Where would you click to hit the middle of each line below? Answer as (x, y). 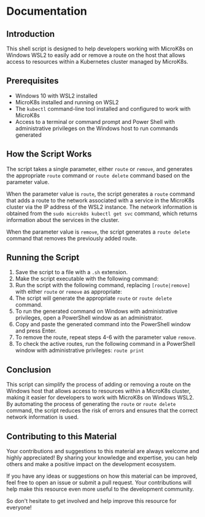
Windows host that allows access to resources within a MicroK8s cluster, (99, 391)
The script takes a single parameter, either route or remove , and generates (100, 169)
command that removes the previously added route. (72, 238)
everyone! (19, 508)
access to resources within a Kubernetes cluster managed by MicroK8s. (97, 62)
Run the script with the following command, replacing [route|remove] (102, 285)
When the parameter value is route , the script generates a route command (101, 194)
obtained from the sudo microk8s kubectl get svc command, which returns (102, 213)
